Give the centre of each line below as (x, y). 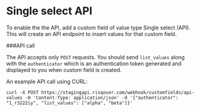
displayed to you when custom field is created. (64, 69)
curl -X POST (23, 92)
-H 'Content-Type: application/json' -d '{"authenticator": (102, 98)
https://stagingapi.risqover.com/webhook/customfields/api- (118, 92)
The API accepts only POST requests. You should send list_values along (95, 57)
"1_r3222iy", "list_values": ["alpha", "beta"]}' (70, 103)
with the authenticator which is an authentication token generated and (94, 63)
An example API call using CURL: (47, 81)
